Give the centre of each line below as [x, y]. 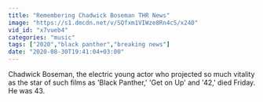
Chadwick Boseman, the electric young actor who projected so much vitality [131, 74]
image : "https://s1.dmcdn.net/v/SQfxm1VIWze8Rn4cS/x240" [103, 23]
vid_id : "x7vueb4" [38, 30]
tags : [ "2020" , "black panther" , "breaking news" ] [89, 45]
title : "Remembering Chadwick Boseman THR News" [89, 15]
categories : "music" [42, 37]
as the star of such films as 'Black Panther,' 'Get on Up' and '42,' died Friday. [132, 82]
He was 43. [27, 91]
